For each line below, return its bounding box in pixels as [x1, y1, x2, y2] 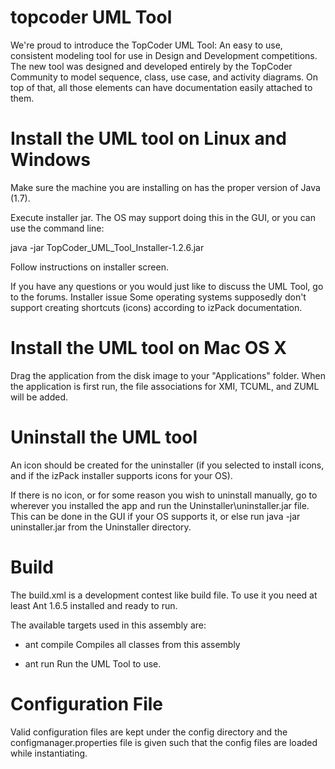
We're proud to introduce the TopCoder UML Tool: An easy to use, [10, 39, 283, 51]
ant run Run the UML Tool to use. [24, 657, 162, 670]
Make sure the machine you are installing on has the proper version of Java [10, 181, 321, 193]
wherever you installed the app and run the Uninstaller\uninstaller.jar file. [10, 499, 310, 511]
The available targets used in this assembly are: [10, 619, 207, 631]
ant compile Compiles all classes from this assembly [24, 638, 241, 650]
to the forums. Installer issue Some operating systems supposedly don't [10, 291, 307, 303]
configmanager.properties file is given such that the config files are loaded [10, 736, 318, 748]
